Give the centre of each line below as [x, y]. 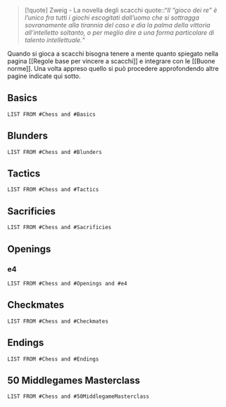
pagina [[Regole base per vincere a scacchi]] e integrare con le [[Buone [111, 61]
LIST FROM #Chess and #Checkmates [58, 321]
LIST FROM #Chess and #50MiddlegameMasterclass [79, 396]
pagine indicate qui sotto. [44, 76]
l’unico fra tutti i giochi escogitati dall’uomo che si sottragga [112, 18]
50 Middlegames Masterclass [74, 380]
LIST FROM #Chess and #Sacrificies [59, 228]
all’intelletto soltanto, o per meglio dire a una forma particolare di [119, 32]
